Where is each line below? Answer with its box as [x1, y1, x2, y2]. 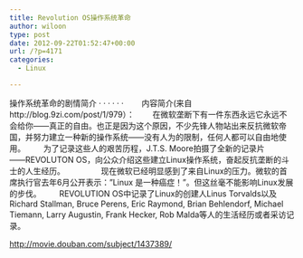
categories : [9, 55, 54, 64]
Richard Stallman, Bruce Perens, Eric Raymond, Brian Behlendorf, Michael [9, 198, 284, 209]
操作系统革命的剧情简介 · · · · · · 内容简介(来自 [9, 97, 193, 109]
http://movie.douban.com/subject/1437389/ [9, 238, 173, 249]
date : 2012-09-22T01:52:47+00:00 [9, 38, 136, 48]
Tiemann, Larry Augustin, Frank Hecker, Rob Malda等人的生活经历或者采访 [9, 209, 287, 220]
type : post [9, 30, 51, 39]
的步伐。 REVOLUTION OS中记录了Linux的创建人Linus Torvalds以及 [9, 187, 278, 199]
